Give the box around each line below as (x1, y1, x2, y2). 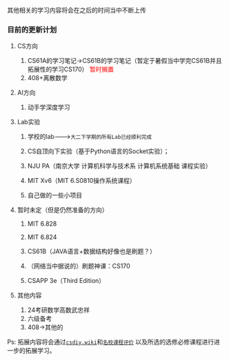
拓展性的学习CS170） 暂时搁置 (27, 65, 114, 74)
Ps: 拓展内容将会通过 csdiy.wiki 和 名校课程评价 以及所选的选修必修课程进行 (7, 338, 215, 347)
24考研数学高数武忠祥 (27, 306, 90, 314)
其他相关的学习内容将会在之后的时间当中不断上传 (7, 6, 146, 14)
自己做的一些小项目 (27, 191, 83, 199)
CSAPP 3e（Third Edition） (27, 277, 106, 285)
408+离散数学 (27, 74, 68, 82)
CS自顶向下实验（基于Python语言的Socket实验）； (27, 147, 170, 155)
